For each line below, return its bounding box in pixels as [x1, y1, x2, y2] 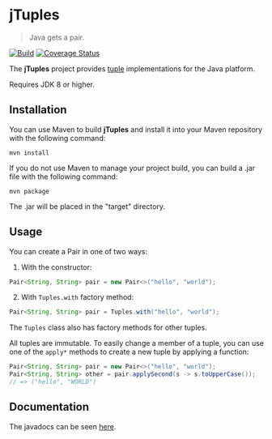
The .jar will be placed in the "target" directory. [9, 201, 165, 211]
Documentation [9, 400, 90, 414]
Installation [9, 103, 67, 117]
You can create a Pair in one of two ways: [9, 246, 148, 256]
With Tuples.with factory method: [20, 292, 134, 302]
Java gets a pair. [28, 32, 84, 42]
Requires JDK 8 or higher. [9, 79, 96, 89]
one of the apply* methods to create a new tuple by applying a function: [9, 347, 249, 357]
